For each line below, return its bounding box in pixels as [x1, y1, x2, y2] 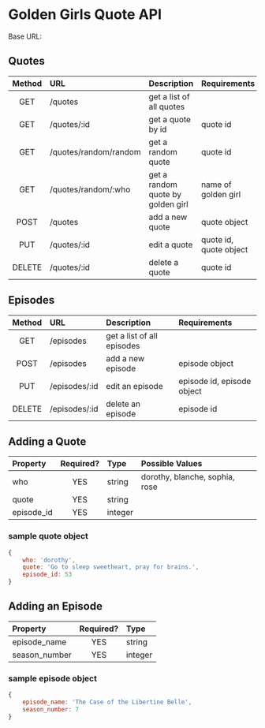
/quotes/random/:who [50, 184, 131, 195]
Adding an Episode [8, 599, 103, 613]
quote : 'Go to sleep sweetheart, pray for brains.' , [22, 563, 200, 571]
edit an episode [106, 380, 163, 391]
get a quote [148, 114, 192, 125]
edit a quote [148, 239, 193, 250]
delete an [106, 398, 140, 409]
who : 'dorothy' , [22, 556, 77, 564]
